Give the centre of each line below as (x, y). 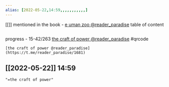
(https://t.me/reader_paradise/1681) (45, 52)
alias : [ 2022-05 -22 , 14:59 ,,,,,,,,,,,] (46, 10)
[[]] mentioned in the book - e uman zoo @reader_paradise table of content (85, 24)
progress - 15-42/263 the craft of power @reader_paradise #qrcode (77, 39)
